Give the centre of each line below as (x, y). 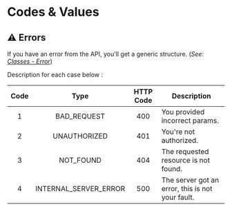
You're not (178, 132)
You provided (183, 112)
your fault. (178, 197)
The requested (185, 151)
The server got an (190, 180)
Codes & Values (53, 12)
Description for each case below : (55, 74)
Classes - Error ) (30, 61)
